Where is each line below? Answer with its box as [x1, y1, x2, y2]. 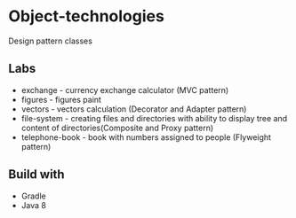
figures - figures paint [20, 94, 101, 105]
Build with [8, 167, 65, 183]
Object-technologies [8, 6, 165, 27]
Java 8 [20, 199, 46, 210]
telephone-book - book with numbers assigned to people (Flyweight [20, 131, 272, 143]
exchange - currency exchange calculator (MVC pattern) [20, 84, 229, 95]
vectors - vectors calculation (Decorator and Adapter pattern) [20, 104, 247, 114]
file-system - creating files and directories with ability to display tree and [20, 113, 288, 123]
